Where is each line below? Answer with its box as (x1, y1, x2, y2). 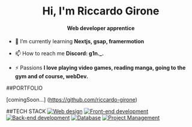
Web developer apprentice (67, 24, 135, 31)
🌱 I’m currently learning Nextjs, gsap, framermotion (14, 38, 145, 45)
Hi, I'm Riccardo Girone (42, 4, 160, 18)
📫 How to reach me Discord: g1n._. (14, 50, 104, 57)
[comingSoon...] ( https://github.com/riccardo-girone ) (6, 96, 138, 104)
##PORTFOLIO (6, 84, 43, 91)
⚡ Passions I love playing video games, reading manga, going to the (14, 64, 186, 72)
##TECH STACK (6, 108, 46, 115)
